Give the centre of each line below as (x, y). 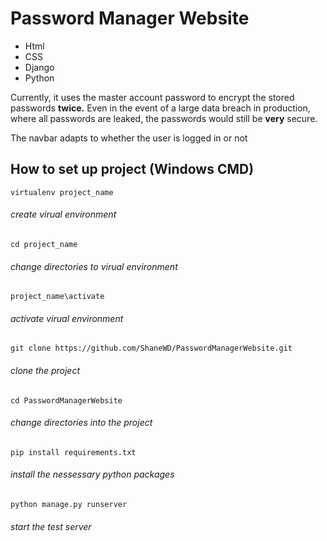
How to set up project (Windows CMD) (132, 169)
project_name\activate (57, 297)
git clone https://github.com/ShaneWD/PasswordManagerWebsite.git (151, 348)
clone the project (45, 370)
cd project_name (44, 244)
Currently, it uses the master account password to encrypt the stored (152, 97)
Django (39, 67)
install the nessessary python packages (92, 474)
